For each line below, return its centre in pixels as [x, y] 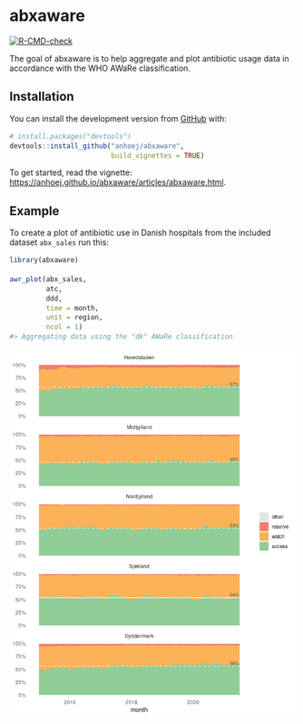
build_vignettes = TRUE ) [157, 155]
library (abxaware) [44, 260]
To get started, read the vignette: [71, 172]
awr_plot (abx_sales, [49, 279]
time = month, [73, 308]
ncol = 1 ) [64, 328]
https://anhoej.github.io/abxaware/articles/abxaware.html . [118, 182]
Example [34, 211]
